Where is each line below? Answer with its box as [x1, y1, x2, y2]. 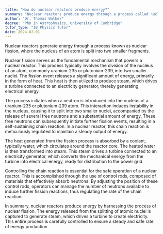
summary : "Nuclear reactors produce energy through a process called [5, 12, 149, 16]
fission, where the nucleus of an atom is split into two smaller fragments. [5, 48, 150, 54]
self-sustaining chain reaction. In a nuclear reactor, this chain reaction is [5, 124, 149, 129]
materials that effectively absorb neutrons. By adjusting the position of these [5, 178, 158, 184]
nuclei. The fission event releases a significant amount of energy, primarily [5, 73, 154, 78]
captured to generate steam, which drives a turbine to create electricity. [5, 214, 149, 219]
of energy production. [5, 224, 49, 229]
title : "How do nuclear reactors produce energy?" [5, 7, 110, 12]
